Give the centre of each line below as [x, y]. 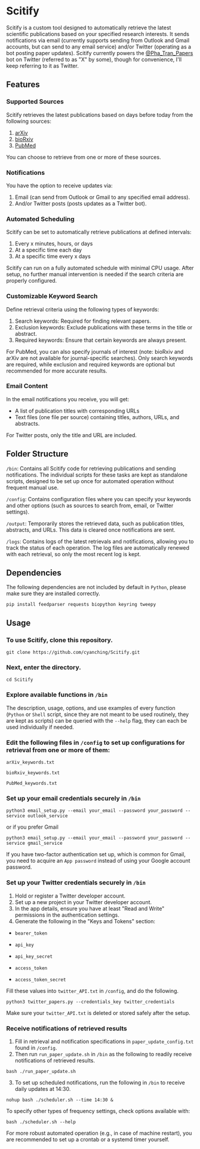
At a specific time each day [48, 250]
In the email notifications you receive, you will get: [68, 399]
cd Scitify [20, 680]
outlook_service [48, 816]
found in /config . [36, 1048]
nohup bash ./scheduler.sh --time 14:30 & [60, 1100]
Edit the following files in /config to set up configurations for [96, 742]
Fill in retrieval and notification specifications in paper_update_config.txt [104, 1041]
